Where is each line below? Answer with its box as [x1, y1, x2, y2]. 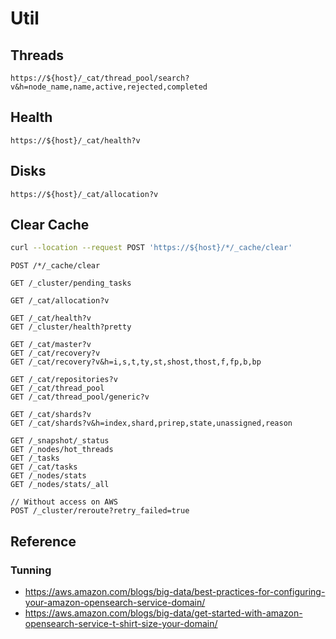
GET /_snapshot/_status [10, 436, 110, 446]
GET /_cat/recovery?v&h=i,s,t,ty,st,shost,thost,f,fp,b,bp [10, 357, 262, 367]
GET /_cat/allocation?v [10, 296, 110, 306]
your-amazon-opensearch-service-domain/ [24, 597, 206, 608]
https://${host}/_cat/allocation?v [10, 189, 159, 199]
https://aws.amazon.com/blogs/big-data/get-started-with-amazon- [24, 607, 303, 619]
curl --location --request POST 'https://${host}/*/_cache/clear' [10, 243, 293, 253]
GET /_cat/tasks [10, 462, 78, 472]
